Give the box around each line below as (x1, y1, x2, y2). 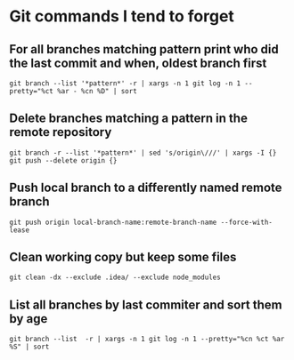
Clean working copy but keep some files (9, 250, 237, 265)
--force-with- (220, 218, 274, 227)
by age (9, 311, 48, 326)
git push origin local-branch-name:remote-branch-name (9, 218, 217, 227)
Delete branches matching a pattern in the (9, 111, 248, 126)
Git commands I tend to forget (9, 6, 234, 27)
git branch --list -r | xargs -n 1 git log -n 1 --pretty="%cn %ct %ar (9, 335, 285, 344)
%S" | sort (9, 342, 50, 352)
